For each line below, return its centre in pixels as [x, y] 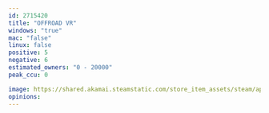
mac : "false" [30, 38]
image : [19, 89]
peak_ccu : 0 [28, 75]
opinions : [25, 96]
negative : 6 [28, 60]
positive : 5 [28, 53]
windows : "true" [35, 30]
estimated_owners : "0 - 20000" [60, 68]
